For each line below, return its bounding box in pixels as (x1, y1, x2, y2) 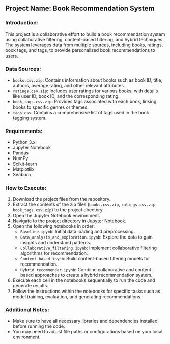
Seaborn (12, 172, 31, 178)
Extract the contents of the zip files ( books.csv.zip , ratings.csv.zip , (12, 201, 157, 207)
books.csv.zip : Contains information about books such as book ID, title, (12, 76, 163, 83)
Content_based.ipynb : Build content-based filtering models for (20, 255, 150, 261)
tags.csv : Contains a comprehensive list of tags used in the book (12, 109, 149, 115)
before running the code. (12, 323, 65, 329)
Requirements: (5, 127, 43, 135)
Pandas (12, 150, 29, 156)
